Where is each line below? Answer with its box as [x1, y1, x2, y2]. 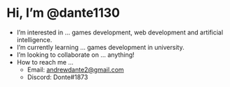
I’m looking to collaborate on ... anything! [16, 51, 135, 59]
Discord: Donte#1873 [27, 72, 88, 81]
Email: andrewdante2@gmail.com [27, 65, 124, 74]
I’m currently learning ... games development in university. [16, 43, 185, 51]
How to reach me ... [16, 58, 74, 66]
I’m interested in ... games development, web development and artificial [16, 28, 224, 36]
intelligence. [16, 35, 53, 43]
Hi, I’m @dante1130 [6, 5, 121, 21]
